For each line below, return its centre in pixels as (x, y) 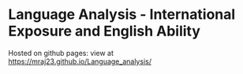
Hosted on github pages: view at (61, 53)
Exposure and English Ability (105, 31)
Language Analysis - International (122, 15)
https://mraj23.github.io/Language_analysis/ (80, 61)
